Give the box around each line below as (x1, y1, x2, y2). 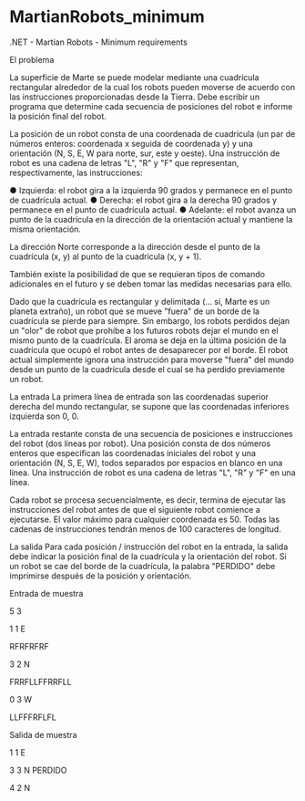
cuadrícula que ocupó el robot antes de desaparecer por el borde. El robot (9, 344, 289, 355)
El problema (9, 54, 55, 65)
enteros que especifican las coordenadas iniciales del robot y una (9, 447, 257, 458)
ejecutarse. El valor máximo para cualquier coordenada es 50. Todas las (9, 514, 280, 525)
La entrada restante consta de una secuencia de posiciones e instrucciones (9, 428, 293, 439)
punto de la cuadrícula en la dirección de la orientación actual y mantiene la (9, 213, 293, 224)
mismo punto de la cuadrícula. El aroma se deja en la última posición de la (9, 335, 287, 346)
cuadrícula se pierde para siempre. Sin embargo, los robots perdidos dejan (9, 315, 290, 326)
